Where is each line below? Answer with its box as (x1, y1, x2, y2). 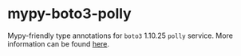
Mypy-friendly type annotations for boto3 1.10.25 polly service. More (7, 31, 233, 40)
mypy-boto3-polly (7, 5, 132, 23)
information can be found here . (7, 39, 109, 48)
